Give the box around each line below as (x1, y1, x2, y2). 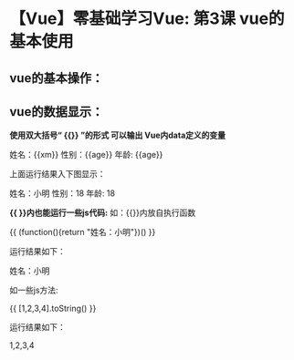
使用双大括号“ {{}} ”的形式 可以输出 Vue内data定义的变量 (9, 129, 226, 141)
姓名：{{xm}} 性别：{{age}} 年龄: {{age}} (9, 149, 163, 160)
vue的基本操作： (9, 70, 104, 86)
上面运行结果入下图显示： (9, 169, 106, 180)
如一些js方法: (9, 284, 58, 296)
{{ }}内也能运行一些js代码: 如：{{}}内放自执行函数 (9, 207, 196, 219)
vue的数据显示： (9, 104, 104, 119)
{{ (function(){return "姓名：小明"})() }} (9, 227, 156, 238)
